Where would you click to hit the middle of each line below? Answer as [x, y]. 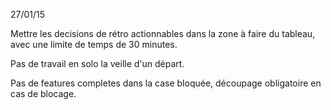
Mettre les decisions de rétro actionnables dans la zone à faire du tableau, [163, 33]
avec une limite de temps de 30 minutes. [94, 44]
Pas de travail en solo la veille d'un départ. [97, 63]
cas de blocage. [43, 93]
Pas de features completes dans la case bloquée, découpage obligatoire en [166, 83]
